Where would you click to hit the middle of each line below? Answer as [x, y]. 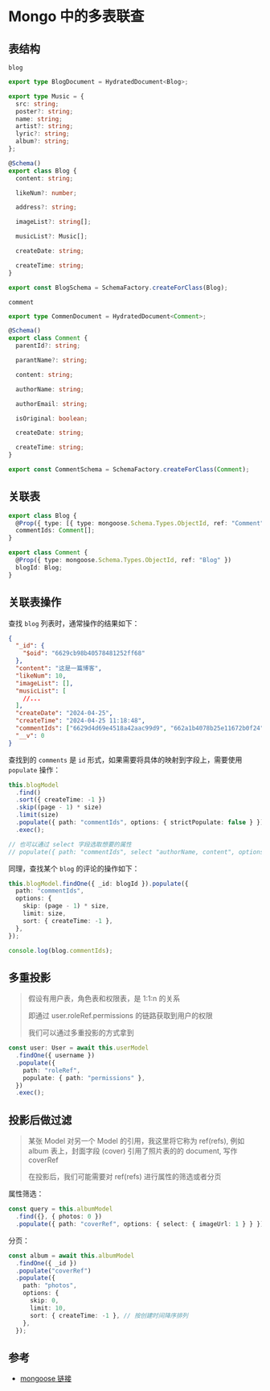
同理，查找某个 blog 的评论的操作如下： [74, 868]
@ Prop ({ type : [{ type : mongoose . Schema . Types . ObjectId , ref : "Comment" [140, 523]
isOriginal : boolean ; [52, 418]
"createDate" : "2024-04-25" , [64, 714]
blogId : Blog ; [39, 567]
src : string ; [37, 104]
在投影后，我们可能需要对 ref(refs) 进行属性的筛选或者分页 [125, 1177]
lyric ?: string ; [43, 134]
